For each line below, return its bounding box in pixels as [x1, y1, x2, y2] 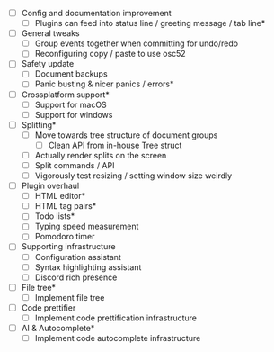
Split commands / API [34, 159, 115, 170]
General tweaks [21, 28, 80, 39]
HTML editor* [34, 191, 86, 202]
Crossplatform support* [21, 89, 110, 100]
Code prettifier [21, 302, 76, 313]
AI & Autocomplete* [21, 322, 95, 333]
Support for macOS [34, 99, 107, 110]
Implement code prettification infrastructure [34, 312, 198, 323]
